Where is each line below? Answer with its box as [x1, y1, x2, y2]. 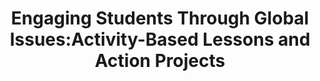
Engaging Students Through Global [10, 7, 310, 30]
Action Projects [94, 50, 226, 72]
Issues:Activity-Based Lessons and [9, 28, 311, 51]
